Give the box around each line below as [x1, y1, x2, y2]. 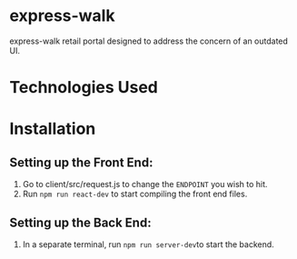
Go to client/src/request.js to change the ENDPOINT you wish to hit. [22, 179, 268, 190]
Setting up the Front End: [9, 154, 153, 170]
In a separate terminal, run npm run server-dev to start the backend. [22, 238, 274, 250]
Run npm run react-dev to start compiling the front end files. [22, 188, 248, 200]
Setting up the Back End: [9, 214, 152, 230]
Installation [9, 119, 96, 139]
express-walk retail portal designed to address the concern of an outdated [9, 35, 289, 46]
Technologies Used [9, 77, 159, 98]
